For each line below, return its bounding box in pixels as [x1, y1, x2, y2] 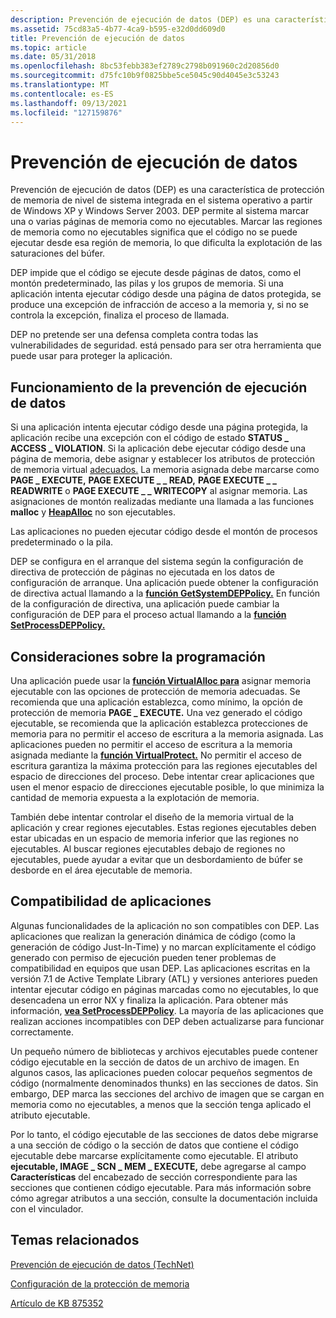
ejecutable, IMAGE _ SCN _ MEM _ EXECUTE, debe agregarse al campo [10, 1160, 307, 1172]
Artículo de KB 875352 [10, 1297, 104, 1309]
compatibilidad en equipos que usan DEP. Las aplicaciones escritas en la [10, 962, 311, 974]
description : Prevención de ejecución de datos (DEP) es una [10, 14, 271, 25]
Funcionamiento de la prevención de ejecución [10, 379, 308, 396]
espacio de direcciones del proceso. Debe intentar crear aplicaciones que [10, 770, 315, 782]
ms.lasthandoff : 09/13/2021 [10, 98, 128, 108]
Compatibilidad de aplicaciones [10, 893, 212, 910]
